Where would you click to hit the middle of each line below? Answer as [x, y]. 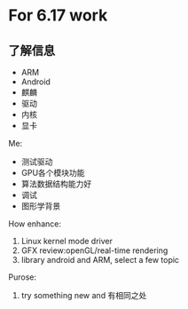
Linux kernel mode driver [67, 241]
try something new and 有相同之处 [84, 295]
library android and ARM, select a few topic [100, 260]
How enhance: [35, 224]
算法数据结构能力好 [56, 184]
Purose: [23, 277]
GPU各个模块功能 [53, 173]
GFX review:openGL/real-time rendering [94, 250]
